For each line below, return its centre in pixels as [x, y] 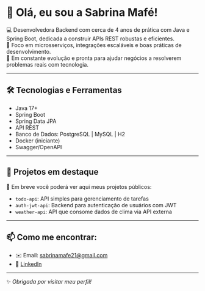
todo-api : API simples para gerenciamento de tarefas [82, 199]
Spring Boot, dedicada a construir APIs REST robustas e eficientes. [91, 39]
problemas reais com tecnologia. [48, 64]
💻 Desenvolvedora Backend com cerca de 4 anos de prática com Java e [98, 29]
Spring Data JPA [36, 121]
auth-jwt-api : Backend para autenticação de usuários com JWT [96, 205]
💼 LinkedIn [28, 264]
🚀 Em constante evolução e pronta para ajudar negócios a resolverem [94, 58]
